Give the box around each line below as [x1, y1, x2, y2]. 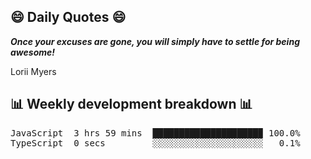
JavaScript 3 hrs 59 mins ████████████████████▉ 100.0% [10, 127, 301, 139]
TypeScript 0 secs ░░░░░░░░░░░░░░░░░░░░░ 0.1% [10, 137, 301, 149]
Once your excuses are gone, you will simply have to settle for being [10, 35, 300, 47]
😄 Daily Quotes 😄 [10, 9, 127, 26]
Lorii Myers [10, 65, 57, 77]
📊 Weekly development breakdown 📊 [10, 96, 253, 113]
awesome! [10, 46, 55, 58]
